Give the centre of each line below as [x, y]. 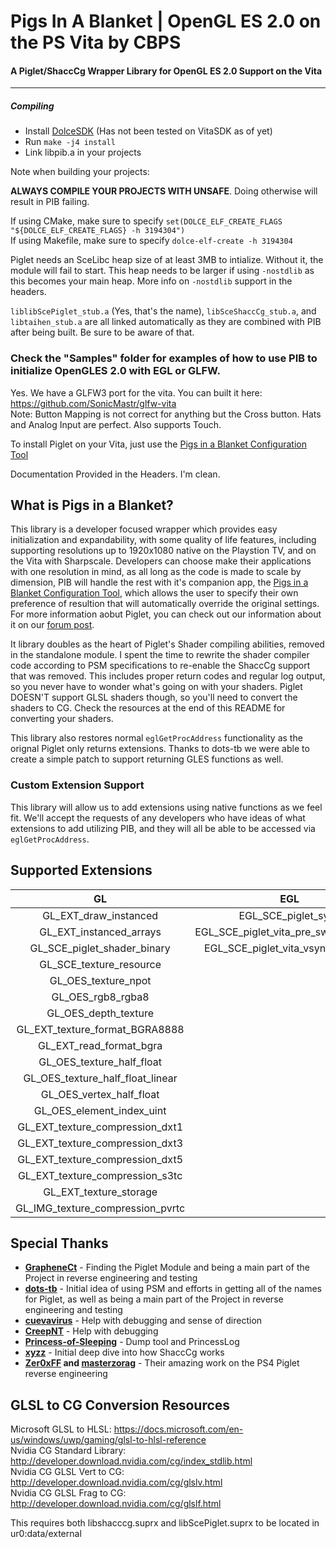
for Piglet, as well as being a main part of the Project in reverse [154, 1299]
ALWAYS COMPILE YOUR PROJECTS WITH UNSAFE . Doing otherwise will [164, 191]
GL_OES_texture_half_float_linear [100, 1078]
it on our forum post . [52, 625]
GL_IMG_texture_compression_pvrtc [100, 1208]
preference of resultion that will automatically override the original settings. [165, 604]
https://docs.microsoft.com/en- [178, 1429]
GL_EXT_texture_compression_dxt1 [100, 1127]
